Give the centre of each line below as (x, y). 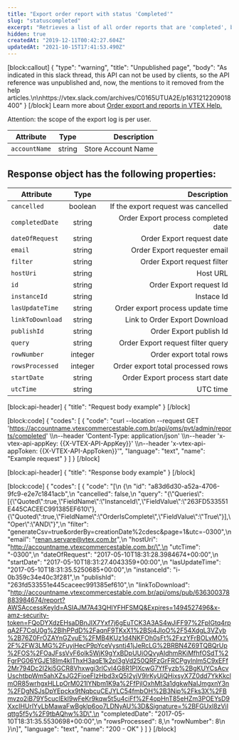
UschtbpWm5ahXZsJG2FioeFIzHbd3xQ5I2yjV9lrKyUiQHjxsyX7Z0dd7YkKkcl (119, 676)
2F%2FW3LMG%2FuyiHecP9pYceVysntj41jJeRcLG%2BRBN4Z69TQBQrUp (117, 645)
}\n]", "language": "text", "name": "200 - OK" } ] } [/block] (92, 729)
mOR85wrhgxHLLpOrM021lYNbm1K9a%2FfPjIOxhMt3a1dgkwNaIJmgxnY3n (118, 683)
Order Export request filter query (173, 343)
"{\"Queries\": (184, 494)
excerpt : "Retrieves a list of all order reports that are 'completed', (117, 27)
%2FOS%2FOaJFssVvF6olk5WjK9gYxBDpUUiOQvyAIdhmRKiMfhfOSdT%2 (118, 653)
